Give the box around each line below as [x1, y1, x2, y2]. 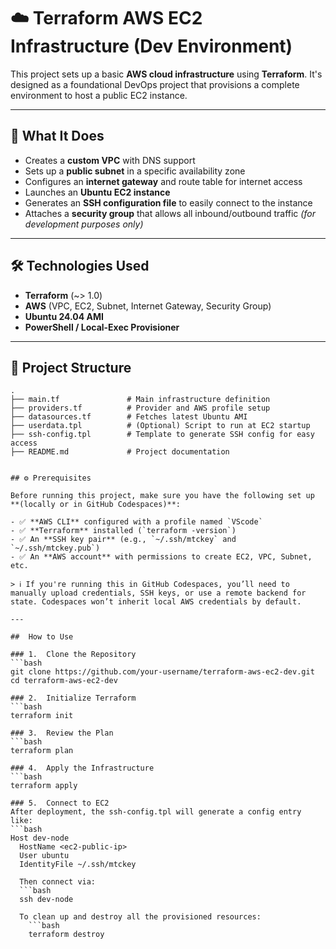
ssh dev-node [19, 895, 74, 905]
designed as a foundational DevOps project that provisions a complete [10, 78, 300, 90]
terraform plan [10, 746, 74, 756]
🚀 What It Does [10, 128, 105, 145]
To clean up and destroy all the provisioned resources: [19, 912, 262, 922]
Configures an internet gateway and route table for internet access [24, 175, 303, 187]
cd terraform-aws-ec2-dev [10, 676, 118, 686]
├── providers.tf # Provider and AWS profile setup [10, 403, 271, 414]
